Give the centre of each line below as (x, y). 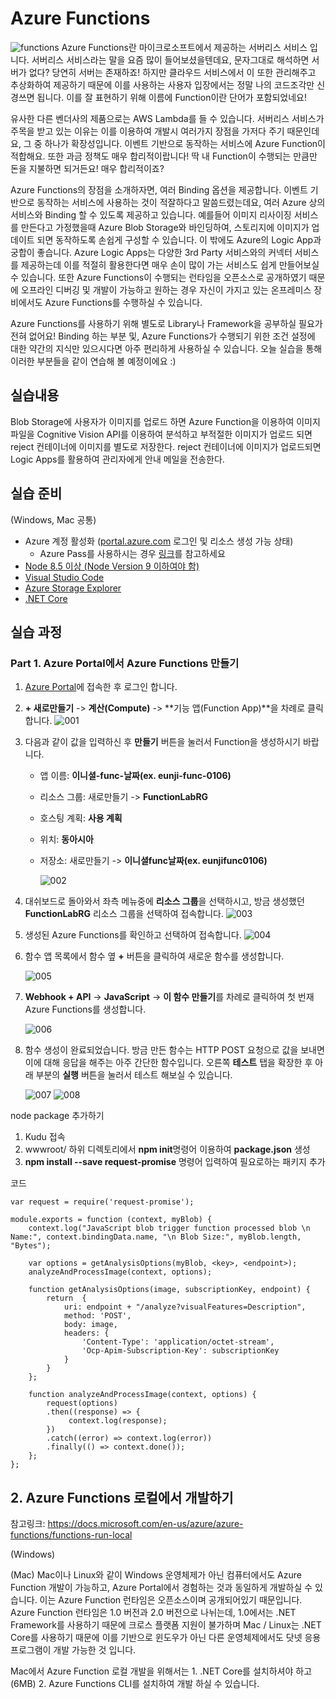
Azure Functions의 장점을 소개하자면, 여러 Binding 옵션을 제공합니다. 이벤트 (159, 189)
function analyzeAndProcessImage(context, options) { (142, 1395)
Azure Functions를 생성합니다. (85, 1009)
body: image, (90, 1325)
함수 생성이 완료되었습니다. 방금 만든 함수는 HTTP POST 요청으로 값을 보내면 (174, 1050)
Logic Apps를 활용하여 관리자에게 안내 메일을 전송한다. (117, 459)
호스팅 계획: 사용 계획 (81, 818)
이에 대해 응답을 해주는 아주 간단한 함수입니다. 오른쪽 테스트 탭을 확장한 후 (168, 1063)
